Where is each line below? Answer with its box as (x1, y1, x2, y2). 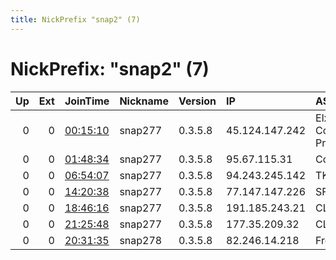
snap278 (119, 233, 163, 247)
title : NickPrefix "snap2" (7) (10, 14, 141, 25)
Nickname (119, 94, 169, 108)
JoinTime (64, 94, 110, 108)
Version (178, 94, 217, 108)
